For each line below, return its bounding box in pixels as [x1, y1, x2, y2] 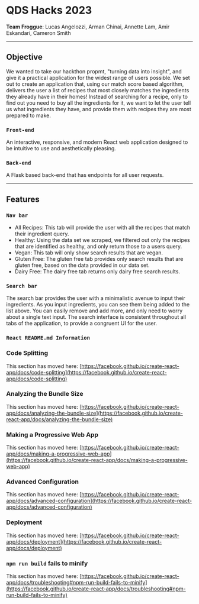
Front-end [6, 127, 34, 133]
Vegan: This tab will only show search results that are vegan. [14, 249, 163, 256]
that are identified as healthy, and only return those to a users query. [14, 243, 182, 250]
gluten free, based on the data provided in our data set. [14, 261, 150, 269]
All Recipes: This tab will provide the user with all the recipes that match [14, 224, 191, 231]
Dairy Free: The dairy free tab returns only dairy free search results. [14, 268, 181, 275]
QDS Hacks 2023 [6, 4, 92, 17]
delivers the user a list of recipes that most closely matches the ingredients [6, 86, 190, 93]
